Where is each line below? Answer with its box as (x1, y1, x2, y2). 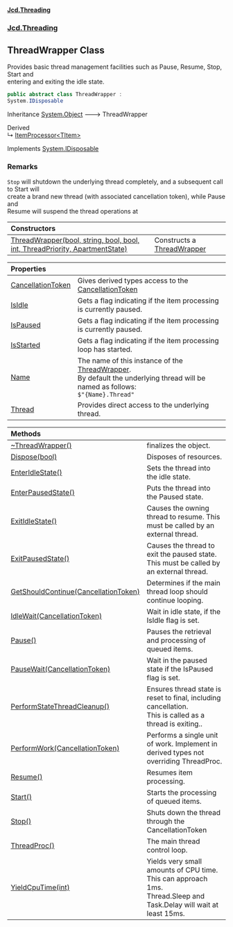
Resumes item (146, 768, 193, 777)
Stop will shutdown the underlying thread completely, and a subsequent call (7, 177, 223, 186)
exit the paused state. (146, 550, 217, 560)
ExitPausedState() (10, 554, 70, 564)
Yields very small (146, 857, 202, 866)
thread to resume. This (146, 512, 221, 522)
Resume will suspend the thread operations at (7, 207, 139, 216)
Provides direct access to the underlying (77, 400, 209, 410)
